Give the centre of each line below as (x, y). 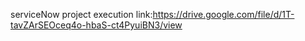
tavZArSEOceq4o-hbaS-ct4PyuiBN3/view (96, 25)
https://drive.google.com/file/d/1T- (223, 14)
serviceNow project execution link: (81, 14)
